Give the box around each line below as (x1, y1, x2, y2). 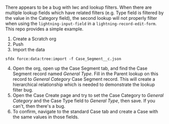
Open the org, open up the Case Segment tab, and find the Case (12, 66, 148, 71)
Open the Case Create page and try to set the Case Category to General (12, 92, 164, 98)
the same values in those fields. (12, 114, 79, 120)
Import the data (12, 47, 45, 52)
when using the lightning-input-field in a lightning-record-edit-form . (5, 20, 157, 26)
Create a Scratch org (12, 36, 57, 42)
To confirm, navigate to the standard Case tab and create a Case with (12, 109, 158, 114)
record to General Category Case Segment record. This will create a (12, 76, 156, 82)
